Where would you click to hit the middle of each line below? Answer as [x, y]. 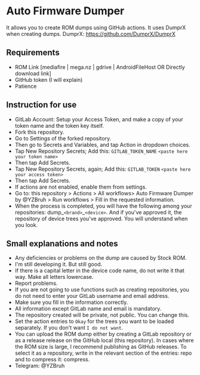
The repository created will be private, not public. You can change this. [102, 315]
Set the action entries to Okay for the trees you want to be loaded [94, 321]
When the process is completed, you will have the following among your [103, 206]
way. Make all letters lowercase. [54, 277]
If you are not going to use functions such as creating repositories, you [102, 290]
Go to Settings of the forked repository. [63, 138]
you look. [26, 225]
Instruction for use [41, 105]
